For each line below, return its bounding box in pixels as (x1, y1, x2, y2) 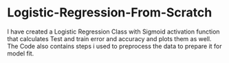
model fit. (7, 49, 34, 58)
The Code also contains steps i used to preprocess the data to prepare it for (7, 42, 222, 50)
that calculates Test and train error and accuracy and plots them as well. (7, 34, 212, 42)
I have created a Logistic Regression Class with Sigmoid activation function (7, 27, 220, 36)
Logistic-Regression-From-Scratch (7, 5, 212, 21)
